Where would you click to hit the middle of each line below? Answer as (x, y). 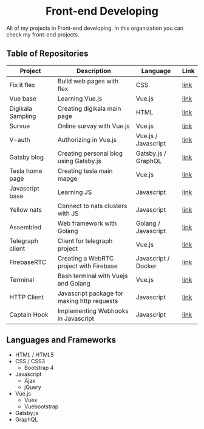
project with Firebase (88, 266)
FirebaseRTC (28, 262)
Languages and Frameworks (61, 340)
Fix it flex (22, 85)
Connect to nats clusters (92, 206)
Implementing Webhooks (93, 310)
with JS (68, 213)
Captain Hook (29, 315)
